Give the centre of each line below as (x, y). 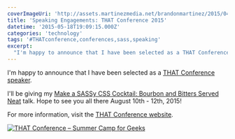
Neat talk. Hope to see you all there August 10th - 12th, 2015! (94, 101)
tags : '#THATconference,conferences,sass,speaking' (84, 40)
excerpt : (20, 46)
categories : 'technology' (45, 33)
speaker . (20, 80)
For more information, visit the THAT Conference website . (90, 114)
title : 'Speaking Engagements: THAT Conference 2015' (87, 20)
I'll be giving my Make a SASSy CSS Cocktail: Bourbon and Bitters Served (113, 93)
